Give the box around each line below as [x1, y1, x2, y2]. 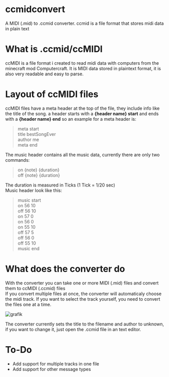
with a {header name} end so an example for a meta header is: [5, 116, 136, 122]
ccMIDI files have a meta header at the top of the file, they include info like [5, 105, 160, 111]
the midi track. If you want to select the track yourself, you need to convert [5, 296, 160, 302]
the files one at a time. [5, 301, 51, 307]
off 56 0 [17, 234, 34, 241]
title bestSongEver [17, 131, 57, 137]
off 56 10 [17, 208, 36, 214]
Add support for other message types [12, 366, 91, 372]
